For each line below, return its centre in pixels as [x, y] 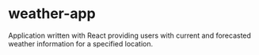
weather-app [52, 14]
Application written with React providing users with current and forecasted [130, 35]
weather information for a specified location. [80, 43]
